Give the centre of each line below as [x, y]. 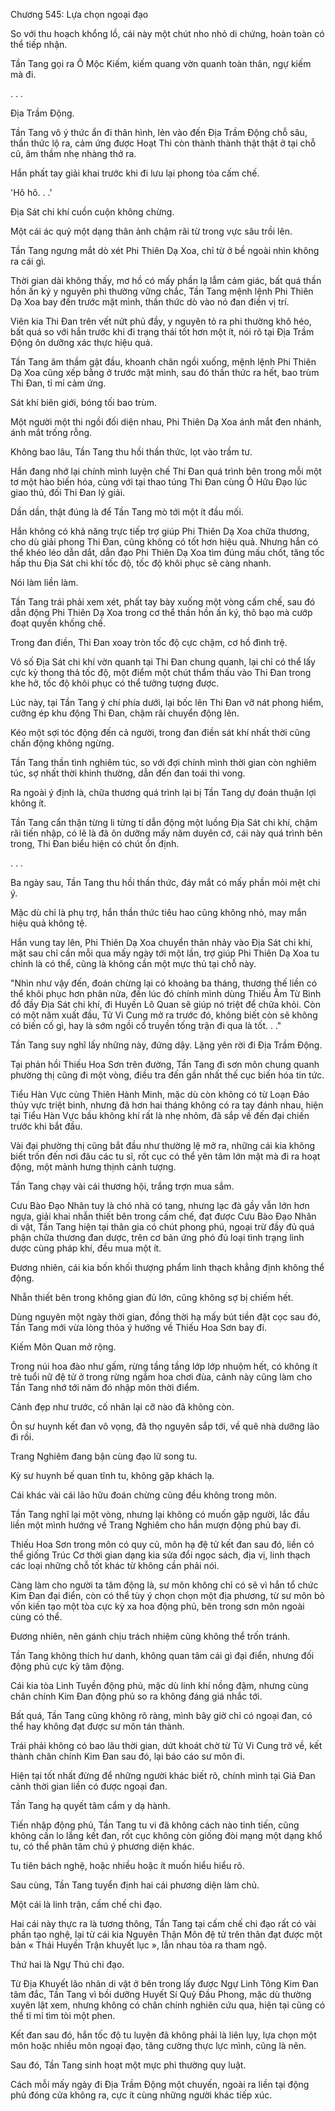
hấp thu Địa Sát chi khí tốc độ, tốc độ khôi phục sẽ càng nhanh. [141, 563]
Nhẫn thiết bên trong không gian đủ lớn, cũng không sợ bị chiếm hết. [152, 1297]
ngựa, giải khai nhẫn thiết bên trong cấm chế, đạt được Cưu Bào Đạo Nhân [163, 1216]
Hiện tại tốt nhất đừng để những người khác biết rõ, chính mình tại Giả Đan [163, 1775]
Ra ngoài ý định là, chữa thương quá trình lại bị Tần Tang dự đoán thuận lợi [163, 792]
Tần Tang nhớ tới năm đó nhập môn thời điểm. [105, 1387]
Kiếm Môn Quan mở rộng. [63, 1347]
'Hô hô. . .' [31, 192]
